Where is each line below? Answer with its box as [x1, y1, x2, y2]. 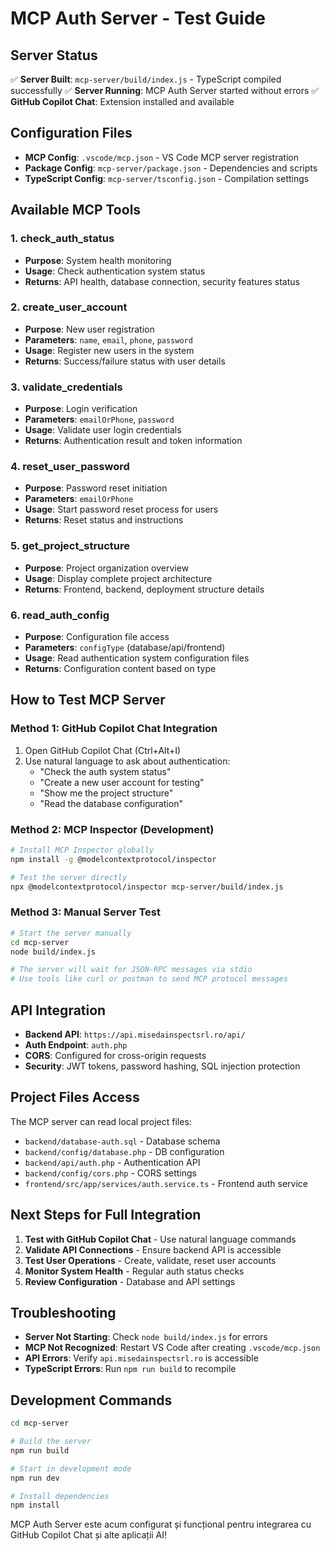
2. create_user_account [10, 300, 128, 314]
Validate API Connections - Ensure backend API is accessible [24, 1243, 282, 1256]
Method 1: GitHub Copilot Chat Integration [10, 722, 218, 736]
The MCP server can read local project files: [10, 1115, 192, 1127]
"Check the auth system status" [39, 765, 172, 777]
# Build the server [10, 1437, 92, 1447]
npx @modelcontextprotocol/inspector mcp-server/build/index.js [10, 882, 284, 892]
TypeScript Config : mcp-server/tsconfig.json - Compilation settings [24, 172, 310, 184]
